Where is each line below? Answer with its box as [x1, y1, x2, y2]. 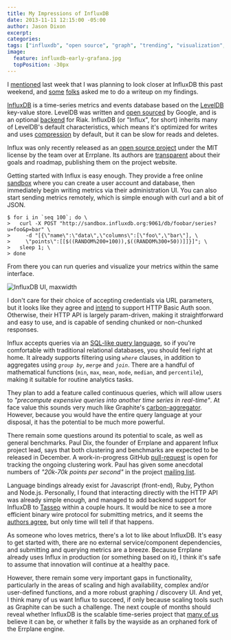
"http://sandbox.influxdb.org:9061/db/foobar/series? [59, 220, 217, 227]
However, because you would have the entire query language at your [7, 410, 203, 418]
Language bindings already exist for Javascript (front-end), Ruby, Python [7, 481, 214, 489]
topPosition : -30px [13, 61, 69, 68]
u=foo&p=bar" [7, 226, 45, 233]
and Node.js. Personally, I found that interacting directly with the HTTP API [7, 488, 219, 496]
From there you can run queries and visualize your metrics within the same [7, 262, 219, 270]
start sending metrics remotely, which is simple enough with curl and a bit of [7, 193, 224, 202]
